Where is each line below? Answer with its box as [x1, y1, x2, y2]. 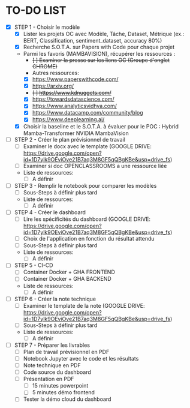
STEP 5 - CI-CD [14, 262, 53, 269]
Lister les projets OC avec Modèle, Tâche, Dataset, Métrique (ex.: [23, 31, 185, 37]
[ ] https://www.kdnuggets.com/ [32, 89, 111, 97]
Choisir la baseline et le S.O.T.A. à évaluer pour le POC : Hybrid [23, 122, 179, 130]
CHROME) [32, 63, 58, 70]
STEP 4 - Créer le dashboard [14, 209, 86, 216]
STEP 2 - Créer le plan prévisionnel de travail [14, 136, 125, 143]
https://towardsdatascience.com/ [32, 95, 114, 103]
